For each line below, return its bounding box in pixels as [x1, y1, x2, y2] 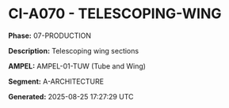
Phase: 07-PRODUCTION [8, 31, 92, 40]
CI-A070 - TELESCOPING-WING [8, 5, 222, 23]
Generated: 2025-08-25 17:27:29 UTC [8, 91, 134, 101]
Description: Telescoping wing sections [8, 46, 139, 55]
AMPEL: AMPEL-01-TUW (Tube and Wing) [8, 61, 147, 71]
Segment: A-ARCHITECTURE [8, 76, 105, 86]
